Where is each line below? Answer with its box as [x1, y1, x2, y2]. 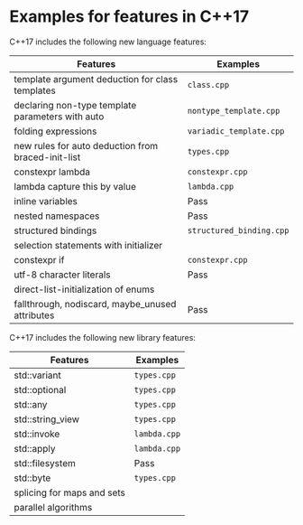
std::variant [14, 369, 61, 381]
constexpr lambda [14, 165, 90, 178]
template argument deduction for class [14, 72, 179, 85]
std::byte [14, 472, 51, 484]
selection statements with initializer [14, 239, 163, 251]
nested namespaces [14, 210, 100, 222]
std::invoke [14, 427, 60, 440]
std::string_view [14, 413, 79, 426]
